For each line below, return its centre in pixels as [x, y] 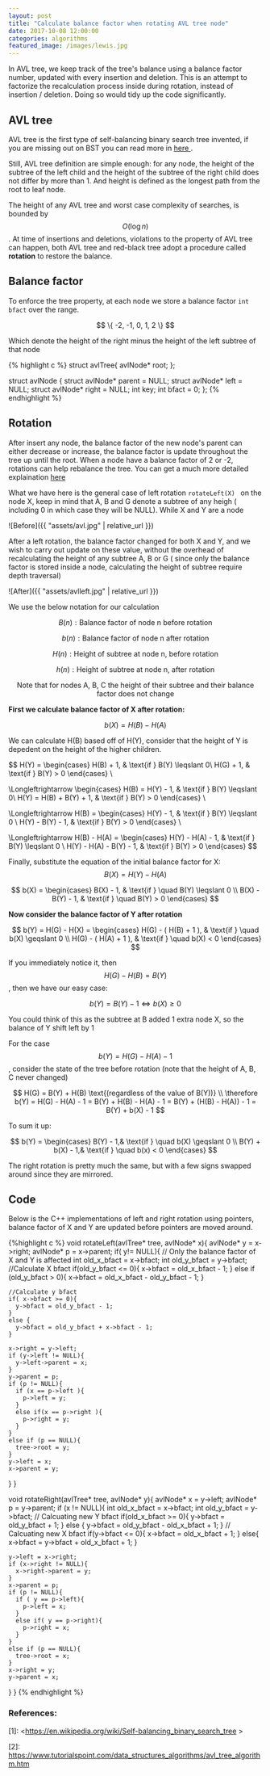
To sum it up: [30, 1125]
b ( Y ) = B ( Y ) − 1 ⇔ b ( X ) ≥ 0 [135, 1003]
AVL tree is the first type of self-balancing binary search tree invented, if [129, 139]
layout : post [30, 16]
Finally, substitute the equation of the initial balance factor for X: [114, 862]
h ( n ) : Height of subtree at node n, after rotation [135, 669]
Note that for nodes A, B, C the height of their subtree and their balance [135, 685]
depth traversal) [35, 575]
